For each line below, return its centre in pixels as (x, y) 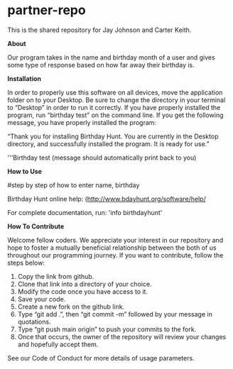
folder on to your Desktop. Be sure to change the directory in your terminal (116, 100)
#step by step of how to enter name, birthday (74, 185)
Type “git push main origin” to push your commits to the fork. (107, 329)
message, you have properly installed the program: (82, 122)
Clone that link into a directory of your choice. (85, 284)
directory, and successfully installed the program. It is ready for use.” (108, 143)
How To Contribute (36, 226)
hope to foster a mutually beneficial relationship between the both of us (112, 248)
